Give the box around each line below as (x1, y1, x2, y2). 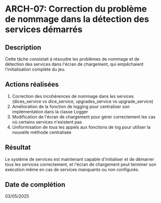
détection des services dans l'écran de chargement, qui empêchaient (5, 62, 144, 67)
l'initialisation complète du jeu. (5, 66, 66, 72)
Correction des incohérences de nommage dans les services (12, 93, 134, 99)
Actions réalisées (5, 80, 59, 89)
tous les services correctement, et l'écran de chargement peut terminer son (5, 161, 157, 167)
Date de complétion (5, 181, 65, 189)
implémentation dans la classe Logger (12, 109, 88, 114)
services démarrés (5, 24, 82, 35)
